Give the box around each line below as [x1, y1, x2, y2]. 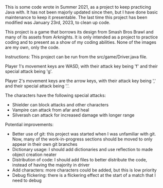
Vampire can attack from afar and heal [12, 107, 89, 113]
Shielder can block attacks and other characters [12, 102, 109, 107]
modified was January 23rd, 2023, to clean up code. [5, 19, 110, 25]
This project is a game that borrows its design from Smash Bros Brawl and [5, 29, 154, 34]
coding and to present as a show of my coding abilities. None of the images [5, 39, 157, 45]
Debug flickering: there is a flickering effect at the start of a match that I [12, 172, 156, 178]
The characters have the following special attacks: [5, 92, 106, 98]
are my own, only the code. [5, 45, 60, 50]
